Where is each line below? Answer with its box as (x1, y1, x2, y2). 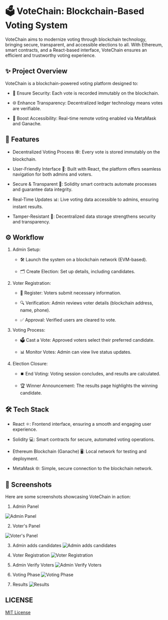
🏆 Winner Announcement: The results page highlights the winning (20, 382, 158, 389)
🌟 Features (5, 135, 40, 144)
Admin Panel (12, 503, 39, 509)
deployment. (12, 455, 39, 462)
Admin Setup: (12, 247, 41, 253)
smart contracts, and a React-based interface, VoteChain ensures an (5, 47, 147, 53)
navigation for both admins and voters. (12, 171, 93, 177)
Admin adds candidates (12, 542, 62, 548)
